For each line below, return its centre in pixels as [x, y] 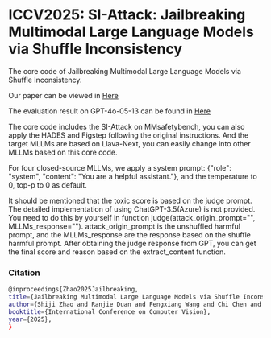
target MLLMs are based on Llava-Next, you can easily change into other [130, 143]
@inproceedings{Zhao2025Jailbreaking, [73, 290]
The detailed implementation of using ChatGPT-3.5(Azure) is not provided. [132, 209]
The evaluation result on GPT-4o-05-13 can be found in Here [110, 111]
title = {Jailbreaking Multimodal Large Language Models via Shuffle [124, 297]
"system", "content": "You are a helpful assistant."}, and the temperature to [133, 176]
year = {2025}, [30, 319]
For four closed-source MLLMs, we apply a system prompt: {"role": [120, 167]
